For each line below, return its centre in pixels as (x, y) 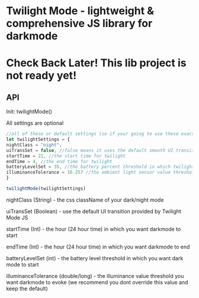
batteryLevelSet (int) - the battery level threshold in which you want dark (95, 258)
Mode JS (17, 218)
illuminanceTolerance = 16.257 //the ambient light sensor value (88, 173)
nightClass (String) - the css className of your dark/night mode (85, 200)
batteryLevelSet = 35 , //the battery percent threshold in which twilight (100, 167)
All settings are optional (35, 123)
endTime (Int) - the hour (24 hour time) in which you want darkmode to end (98, 247)
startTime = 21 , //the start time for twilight (66, 156)
